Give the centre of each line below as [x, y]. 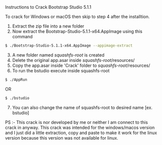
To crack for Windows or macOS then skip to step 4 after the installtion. [77, 16]
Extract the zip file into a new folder [48, 26]
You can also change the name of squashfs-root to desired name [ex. [82, 107]
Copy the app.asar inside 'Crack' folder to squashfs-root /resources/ [81, 65]
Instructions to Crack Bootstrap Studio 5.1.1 [48, 7]
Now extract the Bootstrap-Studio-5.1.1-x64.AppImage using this [77, 31]
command [22, 37]
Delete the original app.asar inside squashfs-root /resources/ [73, 60]
